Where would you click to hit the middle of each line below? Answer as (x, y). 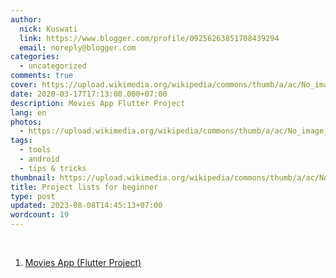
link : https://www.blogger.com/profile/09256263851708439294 (149, 38)
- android (39, 159)
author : (26, 19)
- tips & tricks (53, 168)
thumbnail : (33, 177)
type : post (33, 196)
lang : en (28, 112)
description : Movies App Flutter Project (98, 103)
